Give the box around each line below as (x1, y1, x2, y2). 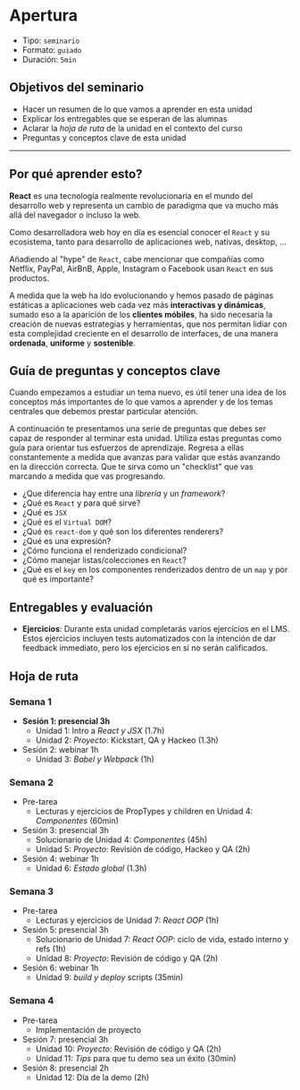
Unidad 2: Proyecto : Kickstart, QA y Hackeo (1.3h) (35, 735, 219, 745)
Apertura (9, 5, 79, 26)
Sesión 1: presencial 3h (21, 715, 111, 726)
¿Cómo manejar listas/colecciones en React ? (21, 555, 187, 566)
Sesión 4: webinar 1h (21, 854, 99, 864)
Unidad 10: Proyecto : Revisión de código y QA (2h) (35, 1043, 221, 1054)
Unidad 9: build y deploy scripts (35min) (35, 972, 184, 983)
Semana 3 (9, 885, 54, 898)
